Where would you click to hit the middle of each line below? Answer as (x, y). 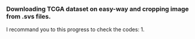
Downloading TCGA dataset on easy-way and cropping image (97, 9)
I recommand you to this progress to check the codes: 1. (75, 29)
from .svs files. (28, 16)
